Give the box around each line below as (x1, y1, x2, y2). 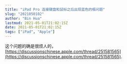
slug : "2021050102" (5, 12, 44, 16)
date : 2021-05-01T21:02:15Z (5, 25, 62, 30)
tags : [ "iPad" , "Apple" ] (5, 29, 55, 34)
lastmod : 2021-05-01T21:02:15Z (5, 20, 68, 26)
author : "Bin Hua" (5, 16, 42, 21)
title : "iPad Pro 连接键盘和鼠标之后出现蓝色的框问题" (5, 7, 105, 12)
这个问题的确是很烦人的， (5, 43, 56, 49)
